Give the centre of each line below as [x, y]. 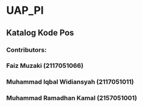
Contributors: [26, 50]
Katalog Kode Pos [40, 33]
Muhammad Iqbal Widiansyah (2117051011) [70, 82]
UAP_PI [25, 11]
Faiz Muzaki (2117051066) [45, 66]
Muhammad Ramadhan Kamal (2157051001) [71, 98]
